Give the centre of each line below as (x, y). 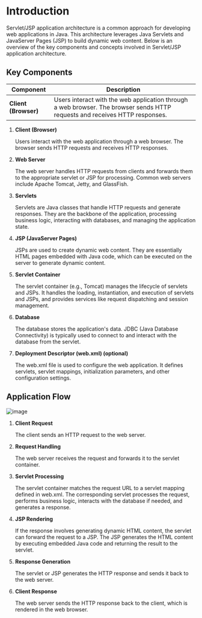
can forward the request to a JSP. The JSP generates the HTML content (104, 537)
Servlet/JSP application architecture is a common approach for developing (99, 28)
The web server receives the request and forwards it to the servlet (97, 458)
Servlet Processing (39, 476)
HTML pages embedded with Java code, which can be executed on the (103, 256)
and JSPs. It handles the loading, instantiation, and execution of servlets (104, 292)
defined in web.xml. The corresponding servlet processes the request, (102, 494)
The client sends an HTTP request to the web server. (80, 435)
